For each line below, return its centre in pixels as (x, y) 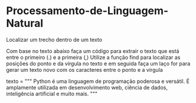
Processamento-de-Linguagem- (87, 11)
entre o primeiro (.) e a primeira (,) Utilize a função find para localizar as (93, 57)
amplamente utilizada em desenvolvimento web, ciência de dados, (87, 87)
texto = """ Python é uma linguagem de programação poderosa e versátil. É (98, 81)
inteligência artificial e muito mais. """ (52, 94)
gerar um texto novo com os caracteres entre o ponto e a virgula (85, 69)
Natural (25, 23)
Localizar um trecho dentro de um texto (54, 39)
